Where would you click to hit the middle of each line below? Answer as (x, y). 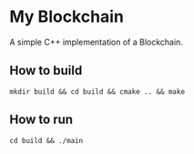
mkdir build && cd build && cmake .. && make (97, 92)
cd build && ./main (46, 140)
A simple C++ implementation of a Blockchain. (97, 42)
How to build (46, 71)
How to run (41, 120)
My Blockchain (67, 17)
